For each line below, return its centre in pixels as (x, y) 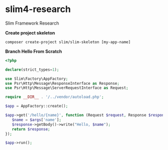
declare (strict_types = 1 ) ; (32, 69)
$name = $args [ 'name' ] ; (36, 120)
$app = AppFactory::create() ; (37, 106)
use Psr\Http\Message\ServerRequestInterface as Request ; (67, 88)
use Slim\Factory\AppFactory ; (37, 79)
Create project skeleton (30, 33)
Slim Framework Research (32, 23)
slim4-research (38, 9)
